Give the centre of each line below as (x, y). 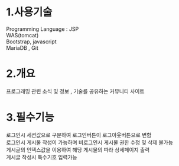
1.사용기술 (29, 12)
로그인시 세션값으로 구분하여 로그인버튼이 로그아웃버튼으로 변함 (79, 135)
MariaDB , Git (22, 47)
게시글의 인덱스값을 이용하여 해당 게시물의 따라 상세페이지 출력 (78, 149)
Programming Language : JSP (43, 29)
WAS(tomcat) (22, 35)
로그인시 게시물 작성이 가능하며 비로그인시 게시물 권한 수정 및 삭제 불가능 (89, 142)
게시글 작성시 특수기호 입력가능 (42, 157)
